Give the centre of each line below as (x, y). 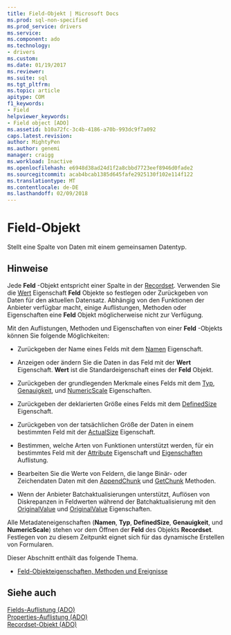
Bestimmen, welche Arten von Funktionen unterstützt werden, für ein (115, 445)
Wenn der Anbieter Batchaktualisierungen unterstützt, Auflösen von (113, 494)
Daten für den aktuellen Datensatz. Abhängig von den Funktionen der (106, 300)
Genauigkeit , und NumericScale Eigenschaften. (84, 390)
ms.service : (24, 33)
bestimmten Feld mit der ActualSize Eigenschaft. (86, 432)
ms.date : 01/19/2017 (37, 65)
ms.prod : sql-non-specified (48, 20)
